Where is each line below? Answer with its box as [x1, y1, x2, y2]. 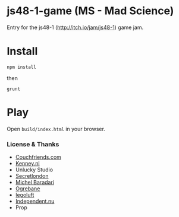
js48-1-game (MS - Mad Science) [7, 4, 174, 18]
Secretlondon [15, 173, 49, 180]
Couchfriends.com [15, 154, 62, 161]
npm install [7, 64, 36, 70]
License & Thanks [7, 140, 59, 148]
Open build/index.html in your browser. [7, 125, 106, 132]
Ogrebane [15, 185, 40, 192]
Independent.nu [15, 197, 55, 205]
